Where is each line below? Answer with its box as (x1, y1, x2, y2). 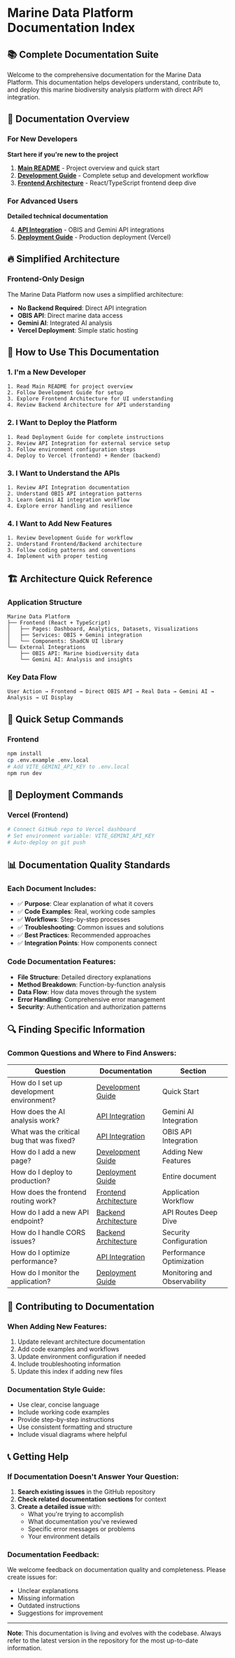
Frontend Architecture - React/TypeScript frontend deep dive (17, 179, 197, 187)
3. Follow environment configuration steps (7, 446, 136, 453)
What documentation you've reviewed (27, 1517, 138, 1526)
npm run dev (7, 769, 42, 776)
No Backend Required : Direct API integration (17, 303, 147, 312)
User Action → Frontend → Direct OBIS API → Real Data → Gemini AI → (7, 688, 215, 695)
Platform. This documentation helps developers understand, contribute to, (7, 78, 221, 86)
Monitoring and (162, 1268, 213, 1278)
